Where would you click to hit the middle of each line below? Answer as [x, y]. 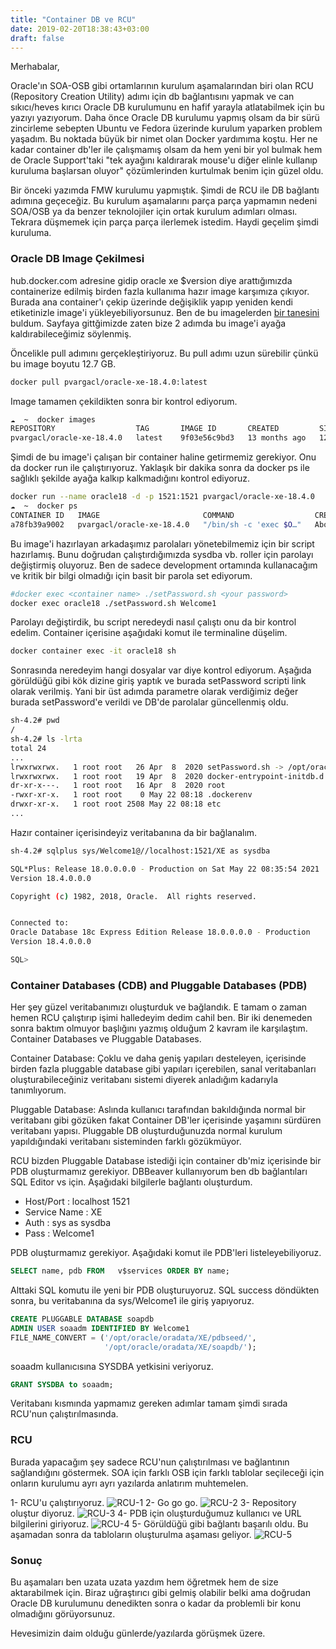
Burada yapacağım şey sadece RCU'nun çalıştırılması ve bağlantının [150, 1462]
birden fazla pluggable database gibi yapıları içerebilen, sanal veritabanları [163, 1069]
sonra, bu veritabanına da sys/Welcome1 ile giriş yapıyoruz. [132, 1301]
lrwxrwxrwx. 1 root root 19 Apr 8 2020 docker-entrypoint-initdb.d [167, 776]
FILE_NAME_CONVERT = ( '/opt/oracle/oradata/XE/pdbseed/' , [133, 1337]
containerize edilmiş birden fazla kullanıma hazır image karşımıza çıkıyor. [160, 291]
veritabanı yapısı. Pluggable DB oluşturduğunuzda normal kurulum [146, 1131]
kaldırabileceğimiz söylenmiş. [71, 333]
